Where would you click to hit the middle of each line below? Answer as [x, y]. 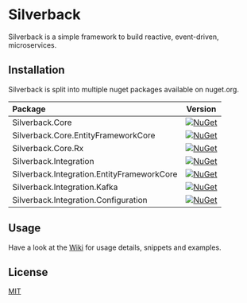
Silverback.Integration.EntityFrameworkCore [95, 174]
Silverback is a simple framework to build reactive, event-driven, [114, 37]
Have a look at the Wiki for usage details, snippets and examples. [115, 247]
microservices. [33, 45]
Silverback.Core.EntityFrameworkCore [84, 135]
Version [201, 109]
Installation [37, 70]
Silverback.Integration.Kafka [65, 187]
